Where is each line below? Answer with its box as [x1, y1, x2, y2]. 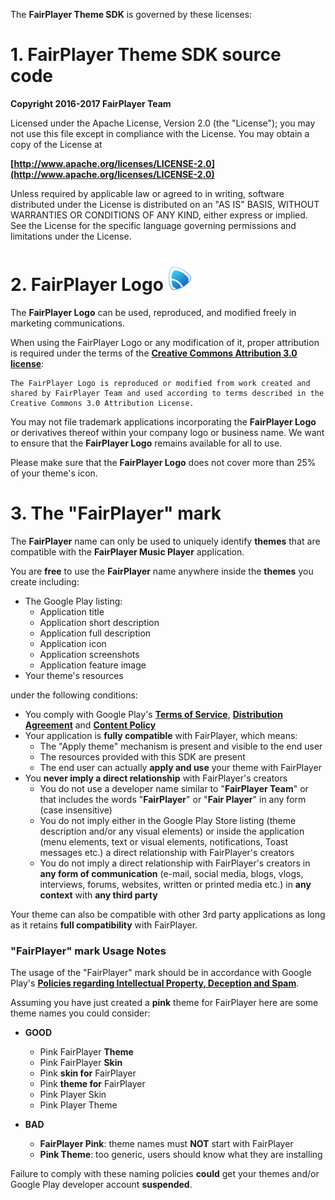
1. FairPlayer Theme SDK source [10, 44, 282, 66]
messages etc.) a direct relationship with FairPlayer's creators [39, 846, 295, 858]
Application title [39, 605, 105, 618]
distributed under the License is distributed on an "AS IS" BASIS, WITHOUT [10, 198, 320, 210]
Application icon [39, 637, 107, 649]
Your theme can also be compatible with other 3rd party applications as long [10, 908, 326, 920]
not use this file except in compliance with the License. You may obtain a [10, 127, 310, 139]
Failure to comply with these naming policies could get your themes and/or [10, 1168, 320, 1180]
